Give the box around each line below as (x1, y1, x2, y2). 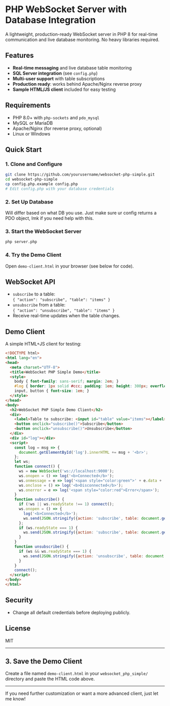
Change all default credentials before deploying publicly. (12, 609, 131, 615)
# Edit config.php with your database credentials (5, 186, 114, 191)
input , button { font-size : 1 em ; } (14, 388, 90, 394)
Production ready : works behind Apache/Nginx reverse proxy (12, 81, 142, 87)
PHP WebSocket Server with (5, 4, 127, 15)
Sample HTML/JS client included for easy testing (12, 86, 116, 92)
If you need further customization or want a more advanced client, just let (5, 690, 158, 696)
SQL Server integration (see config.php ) (12, 70, 98, 76)
